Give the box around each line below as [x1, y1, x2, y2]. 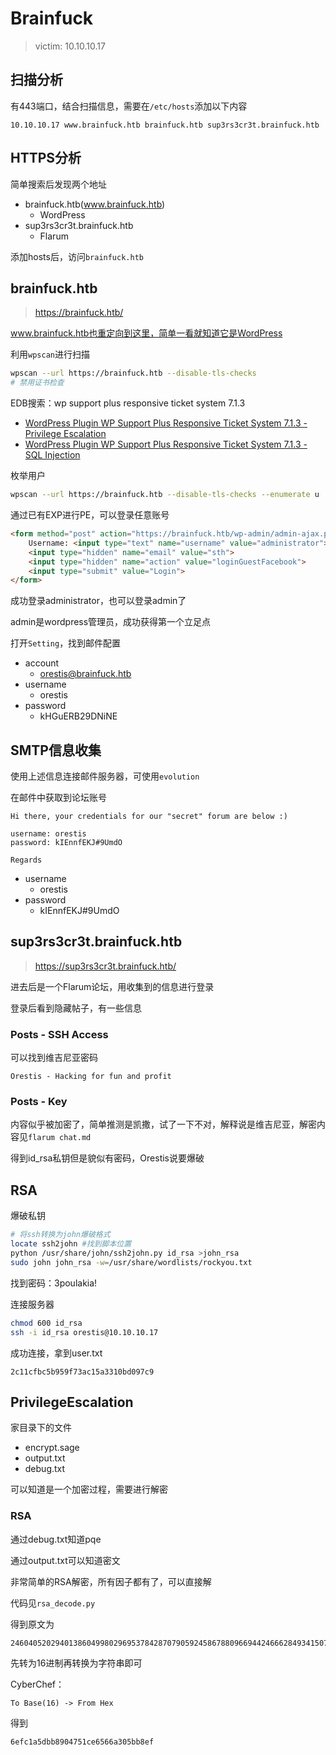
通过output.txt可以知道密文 [10, 1554, 121, 1566]
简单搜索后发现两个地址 [10, 178, 107, 190]
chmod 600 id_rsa [10, 1318, 83, 1328]
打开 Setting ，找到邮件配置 [10, 637, 122, 649]
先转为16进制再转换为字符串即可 [10, 1657, 143, 1669]
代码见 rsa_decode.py [10, 1597, 96, 1609]
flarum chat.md [28, 1133, 92, 1143]
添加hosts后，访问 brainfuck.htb [10, 250, 144, 262]
